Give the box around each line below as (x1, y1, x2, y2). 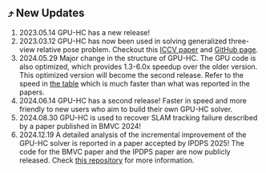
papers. (18, 87, 45, 97)
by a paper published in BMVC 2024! (18, 121, 142, 131)
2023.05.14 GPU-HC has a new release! (18, 27, 150, 37)
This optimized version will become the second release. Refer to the (18, 70, 244, 79)
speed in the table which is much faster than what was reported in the (18, 78, 250, 88)
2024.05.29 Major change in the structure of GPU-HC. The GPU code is (18, 53, 256, 62)
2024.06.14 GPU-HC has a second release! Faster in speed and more (18, 95, 248, 105)
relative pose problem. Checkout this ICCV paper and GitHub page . (36, 44, 259, 54)
